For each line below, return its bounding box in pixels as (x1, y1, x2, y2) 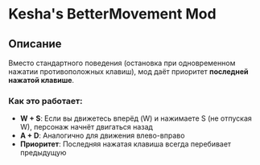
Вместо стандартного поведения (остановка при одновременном (8, 58, 236, 68)
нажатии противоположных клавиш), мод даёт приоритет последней (8, 67, 249, 76)
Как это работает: (8, 95, 83, 106)
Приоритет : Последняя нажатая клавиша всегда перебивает (19, 139, 232, 149)
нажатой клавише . (8, 76, 75, 85)
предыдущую (19, 148, 67, 158)
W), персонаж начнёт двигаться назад (19, 122, 153, 132)
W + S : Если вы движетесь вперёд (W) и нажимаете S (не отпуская (19, 113, 252, 123)
